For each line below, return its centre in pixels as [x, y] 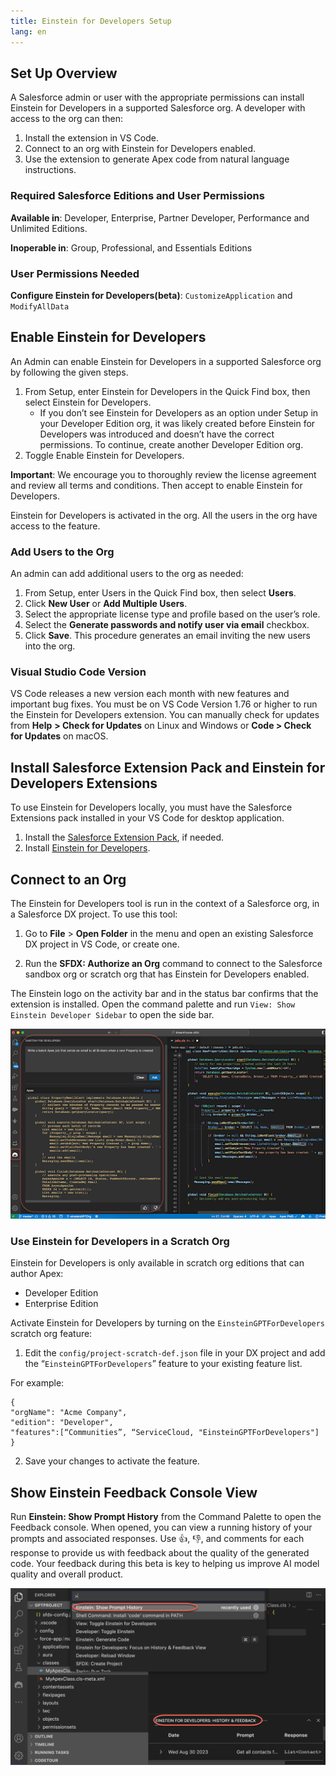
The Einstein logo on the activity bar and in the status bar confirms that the [164, 993]
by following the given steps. [69, 372]
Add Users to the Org [62, 552]
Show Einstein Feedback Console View [134, 1492]
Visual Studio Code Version [78, 672]
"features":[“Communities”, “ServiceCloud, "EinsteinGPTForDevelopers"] [165, 1433]
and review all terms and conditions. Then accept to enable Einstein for [156, 485]
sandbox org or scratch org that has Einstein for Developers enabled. [167, 974]
